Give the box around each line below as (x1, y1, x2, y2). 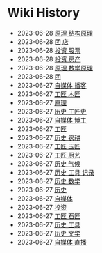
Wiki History (7, 5, 80, 21)
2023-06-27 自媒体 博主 (17, 116, 87, 124)
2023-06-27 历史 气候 (17, 159, 81, 168)
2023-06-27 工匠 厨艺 (17, 151, 81, 159)
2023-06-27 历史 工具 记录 (17, 168, 95, 176)
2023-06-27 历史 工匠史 (17, 107, 87, 116)
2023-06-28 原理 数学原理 (17, 63, 94, 72)
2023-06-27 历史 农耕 (17, 133, 81, 141)
